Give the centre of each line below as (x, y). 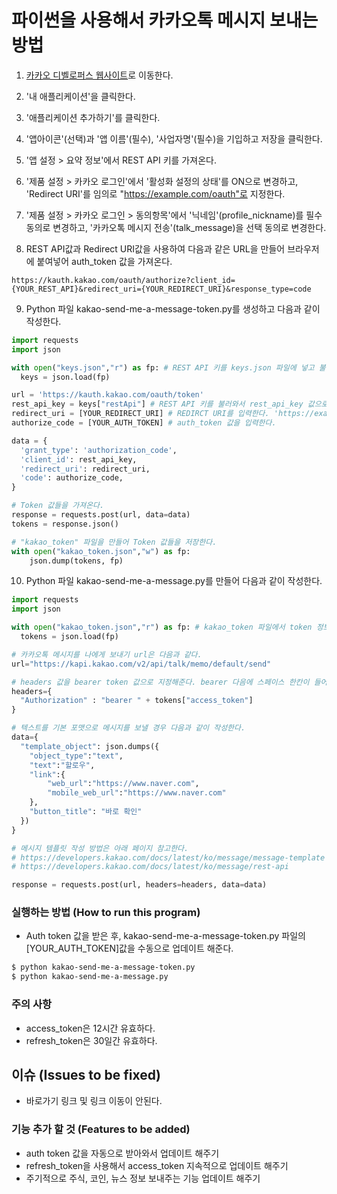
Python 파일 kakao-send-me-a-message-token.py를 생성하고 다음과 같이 (173, 308)
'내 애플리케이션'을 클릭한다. (80, 96)
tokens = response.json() (65, 524)
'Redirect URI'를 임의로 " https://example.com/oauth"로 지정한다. (155, 193)
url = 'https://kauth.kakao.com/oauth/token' (107, 395)
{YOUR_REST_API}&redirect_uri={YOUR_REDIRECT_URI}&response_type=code (161, 289)
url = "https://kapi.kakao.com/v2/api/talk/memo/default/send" (141, 664)
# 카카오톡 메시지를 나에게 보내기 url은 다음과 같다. (107, 654)
